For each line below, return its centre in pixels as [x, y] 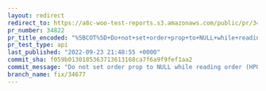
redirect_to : [29, 23]
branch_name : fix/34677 [47, 74]
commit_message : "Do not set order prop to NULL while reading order [125, 67]
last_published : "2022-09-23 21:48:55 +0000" [84, 52]
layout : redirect [36, 15]
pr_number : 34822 [36, 30]
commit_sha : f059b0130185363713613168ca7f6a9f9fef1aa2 [100, 60]
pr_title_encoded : [38, 38]
